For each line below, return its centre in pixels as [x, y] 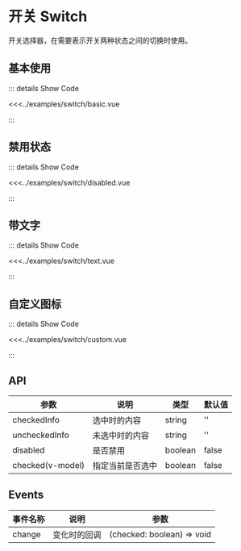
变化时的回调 [77, 535]
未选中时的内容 [121, 435]
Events [26, 495]
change [27, 534]
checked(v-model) [49, 465]
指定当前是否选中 [125, 466]
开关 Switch [48, 17]
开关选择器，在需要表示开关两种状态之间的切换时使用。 [100, 40]
